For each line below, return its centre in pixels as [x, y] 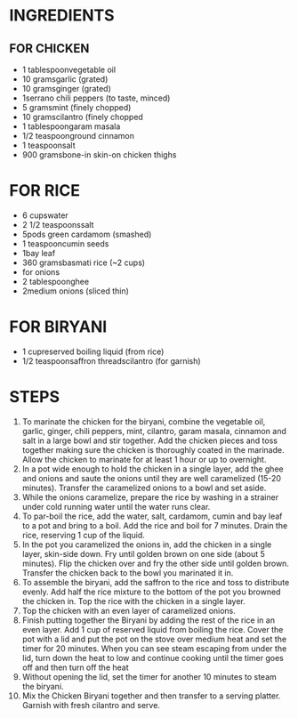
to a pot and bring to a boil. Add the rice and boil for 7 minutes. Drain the [155, 525]
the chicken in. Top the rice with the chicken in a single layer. [134, 601]
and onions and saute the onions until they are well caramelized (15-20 [152, 478]
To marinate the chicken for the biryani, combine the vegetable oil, [144, 421]
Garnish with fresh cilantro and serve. [91, 705]
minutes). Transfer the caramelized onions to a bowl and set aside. [144, 488]
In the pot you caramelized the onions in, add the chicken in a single [147, 545]
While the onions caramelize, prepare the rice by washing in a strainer [150, 497]
